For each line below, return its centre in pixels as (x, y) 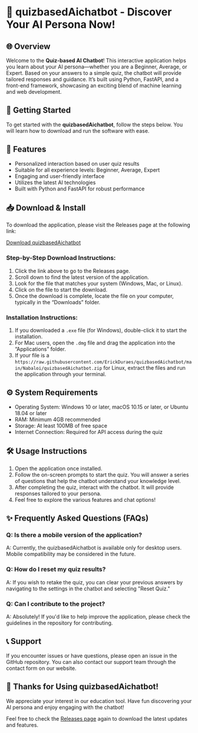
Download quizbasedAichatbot (44, 243)
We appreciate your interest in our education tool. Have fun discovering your (99, 701)
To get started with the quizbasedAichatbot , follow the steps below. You (95, 124)
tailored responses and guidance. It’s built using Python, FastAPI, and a (92, 79)
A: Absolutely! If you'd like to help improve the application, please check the (98, 616)
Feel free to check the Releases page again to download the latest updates (97, 718)
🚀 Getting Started (39, 111)
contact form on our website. (41, 668)
